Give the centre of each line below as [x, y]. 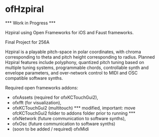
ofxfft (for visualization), [37, 102]
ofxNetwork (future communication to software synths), [69, 118]
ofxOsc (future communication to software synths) [64, 124]
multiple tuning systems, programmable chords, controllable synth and [77, 68]
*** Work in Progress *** [30, 23]
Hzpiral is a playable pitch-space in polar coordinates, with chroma [73, 52]
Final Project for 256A [27, 42]
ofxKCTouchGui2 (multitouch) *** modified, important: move [74, 108]
